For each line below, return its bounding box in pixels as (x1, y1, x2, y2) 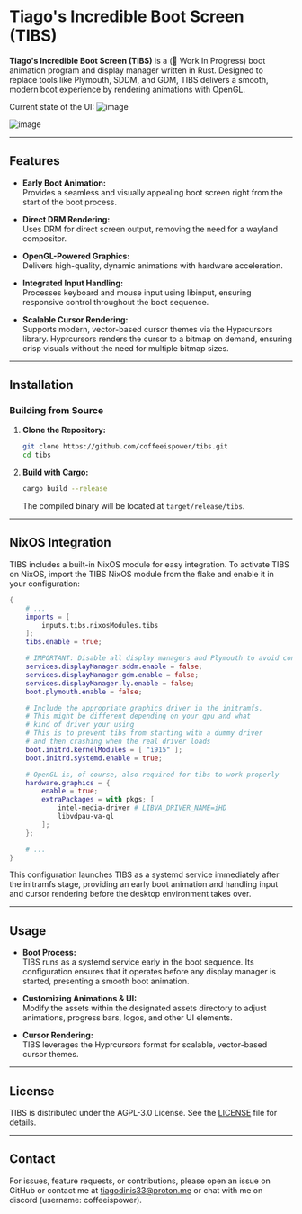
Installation (9, 377, 74, 393)
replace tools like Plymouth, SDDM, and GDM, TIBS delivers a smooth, (9, 74, 269, 85)
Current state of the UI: (9, 101, 95, 112)
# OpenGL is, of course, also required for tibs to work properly (25, 770, 280, 779)
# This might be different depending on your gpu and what (25, 711, 252, 721)
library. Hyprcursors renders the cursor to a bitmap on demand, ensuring (22, 333, 292, 344)
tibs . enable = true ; (25, 638, 102, 647)
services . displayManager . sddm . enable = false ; (25, 662, 203, 671)
